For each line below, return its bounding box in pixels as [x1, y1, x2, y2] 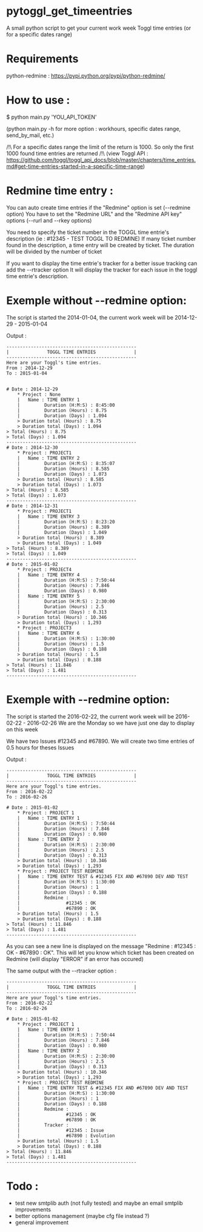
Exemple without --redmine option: [6, 293, 187, 307]
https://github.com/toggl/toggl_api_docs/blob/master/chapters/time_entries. [6, 156, 196, 163]
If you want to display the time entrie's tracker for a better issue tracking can [6, 259, 198, 267]
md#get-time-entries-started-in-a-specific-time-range [6, 162, 144, 170]
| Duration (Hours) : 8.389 [17, 524, 110, 530]
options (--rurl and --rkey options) [6, 216, 92, 224]
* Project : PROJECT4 [17, 566, 72, 572]
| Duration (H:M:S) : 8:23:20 [17, 518, 115, 525]
